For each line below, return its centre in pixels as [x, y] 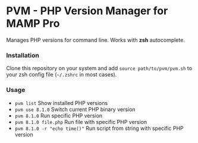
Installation [23, 55]
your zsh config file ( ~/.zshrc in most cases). [62, 75]
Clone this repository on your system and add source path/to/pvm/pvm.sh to [99, 68]
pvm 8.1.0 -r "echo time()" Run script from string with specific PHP [99, 128]
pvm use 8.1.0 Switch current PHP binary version [75, 109]
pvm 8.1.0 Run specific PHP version [59, 115]
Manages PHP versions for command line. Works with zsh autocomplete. [96, 40]
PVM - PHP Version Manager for [87, 11]
